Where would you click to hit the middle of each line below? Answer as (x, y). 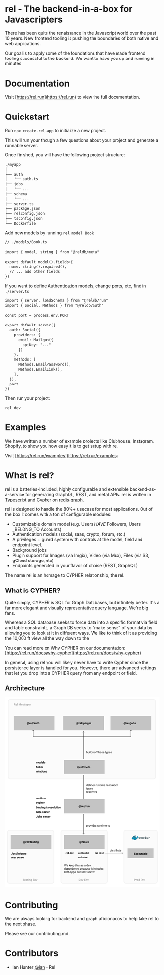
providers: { (27, 335)
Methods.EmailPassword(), (44, 364)
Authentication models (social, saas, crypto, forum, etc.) (69, 534)
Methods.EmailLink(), (40, 369)
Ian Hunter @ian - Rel (34, 967)
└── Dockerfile (21, 223)
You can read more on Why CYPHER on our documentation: (65, 648)
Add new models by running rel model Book (49, 233)
